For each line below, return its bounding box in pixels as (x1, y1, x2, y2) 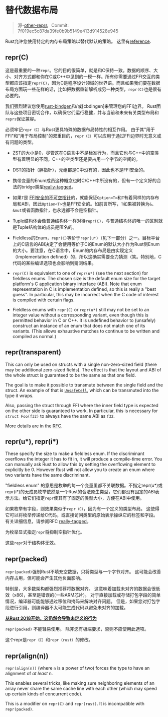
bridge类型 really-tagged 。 (21, 183, 76, 189)
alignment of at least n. (5, 671, 53, 676)
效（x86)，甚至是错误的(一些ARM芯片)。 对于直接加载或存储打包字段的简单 (5, 592, 161, 598)
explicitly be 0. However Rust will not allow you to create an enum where (5, 467, 155, 473)
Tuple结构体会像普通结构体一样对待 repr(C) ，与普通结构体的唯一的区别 (12, 218, 159, 224)
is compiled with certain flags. (12, 297, 75, 303)
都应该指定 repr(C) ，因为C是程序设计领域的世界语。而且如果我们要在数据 (9, 80, 160, 86)
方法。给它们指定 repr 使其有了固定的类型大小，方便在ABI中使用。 (9, 495, 144, 501)
